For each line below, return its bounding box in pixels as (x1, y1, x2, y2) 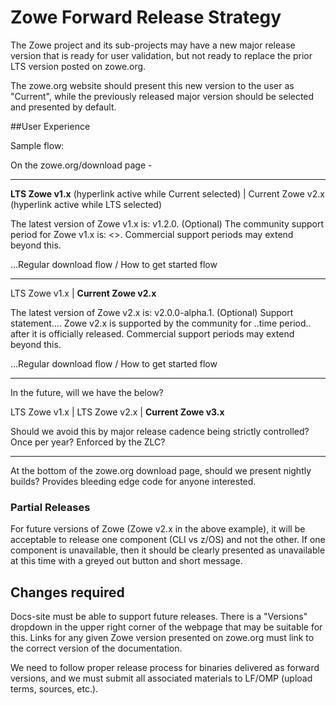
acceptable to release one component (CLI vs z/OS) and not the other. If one (10, 534, 326, 546)
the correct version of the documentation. (10, 642, 183, 655)
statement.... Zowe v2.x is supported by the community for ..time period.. (10, 317, 312, 329)
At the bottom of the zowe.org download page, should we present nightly (10, 464, 312, 476)
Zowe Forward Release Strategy (10, 6, 282, 29)
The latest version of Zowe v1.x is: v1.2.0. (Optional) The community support (10, 217, 325, 230)
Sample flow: (10, 139, 65, 151)
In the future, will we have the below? (10, 386, 164, 398)
